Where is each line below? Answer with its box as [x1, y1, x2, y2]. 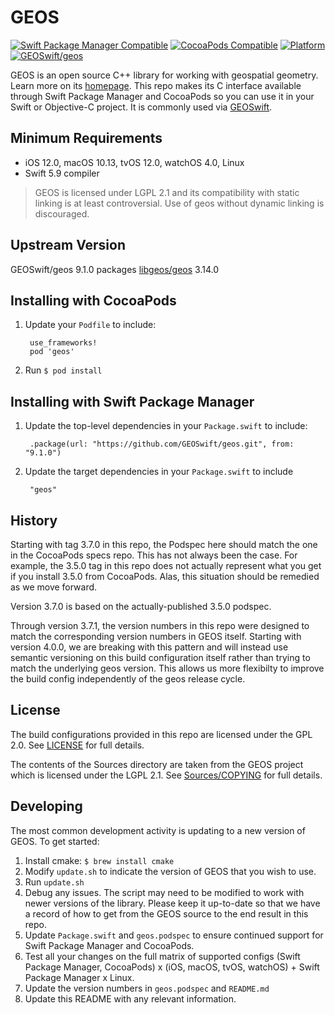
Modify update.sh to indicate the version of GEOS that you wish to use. [24, 865, 317, 877]
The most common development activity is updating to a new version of [10, 824, 306, 836]
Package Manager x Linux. [24, 971, 135, 983]
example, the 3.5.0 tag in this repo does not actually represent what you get [10, 560, 322, 571]
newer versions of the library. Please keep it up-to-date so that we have [24, 897, 321, 909]
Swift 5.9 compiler [24, 167, 100, 179]
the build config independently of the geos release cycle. [10, 673, 246, 685]
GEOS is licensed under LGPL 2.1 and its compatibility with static [34, 186, 300, 198]
